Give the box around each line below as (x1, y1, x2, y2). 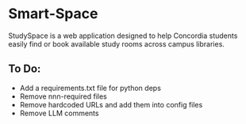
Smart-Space (8, 5, 98, 23)
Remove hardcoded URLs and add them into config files (19, 100, 203, 109)
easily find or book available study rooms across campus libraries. (8, 39, 225, 48)
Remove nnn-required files (19, 92, 107, 101)
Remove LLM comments (19, 108, 99, 118)
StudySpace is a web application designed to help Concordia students (8, 31, 238, 40)
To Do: (8, 62, 41, 76)
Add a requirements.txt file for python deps (19, 83, 161, 92)
